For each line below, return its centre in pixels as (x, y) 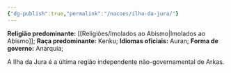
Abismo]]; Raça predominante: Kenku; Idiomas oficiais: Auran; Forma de (113, 41)
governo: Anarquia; (35, 48)
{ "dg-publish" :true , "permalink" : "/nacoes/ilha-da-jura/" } (93, 14)
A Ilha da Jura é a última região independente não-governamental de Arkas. (116, 62)
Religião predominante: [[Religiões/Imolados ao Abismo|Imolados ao (106, 33)
